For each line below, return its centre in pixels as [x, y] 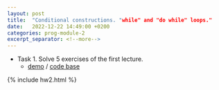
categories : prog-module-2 [46, 33]
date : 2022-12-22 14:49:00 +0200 [59, 26]
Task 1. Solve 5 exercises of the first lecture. [80, 59]
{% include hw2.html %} [42, 80]
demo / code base [54, 66]
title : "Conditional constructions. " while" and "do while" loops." [110, 20]
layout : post [26, 13]
